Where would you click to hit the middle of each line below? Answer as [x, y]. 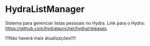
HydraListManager [45, 9]
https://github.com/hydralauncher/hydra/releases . [57, 28]
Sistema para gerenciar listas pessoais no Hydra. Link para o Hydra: [75, 23]
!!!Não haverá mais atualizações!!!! [40, 38]
